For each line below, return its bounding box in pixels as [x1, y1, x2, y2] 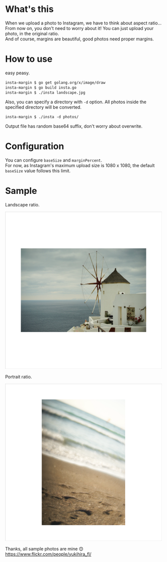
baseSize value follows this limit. [5, 168, 71, 174]
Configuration [5, 141, 65, 152]
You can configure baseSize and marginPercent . [5, 157, 102, 163]
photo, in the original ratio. [5, 30, 59, 36]
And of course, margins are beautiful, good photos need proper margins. [5, 36, 154, 42]
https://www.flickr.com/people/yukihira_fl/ [5, 551, 91, 557]
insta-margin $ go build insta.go [5, 85, 77, 90]
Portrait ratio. [5, 374, 32, 379]
